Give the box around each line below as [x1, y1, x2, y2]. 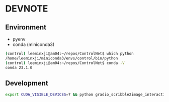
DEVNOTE [5, 3, 48, 14]
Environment [5, 23, 47, 31]
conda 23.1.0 [5, 65, 33, 70]
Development [5, 78, 49, 87]
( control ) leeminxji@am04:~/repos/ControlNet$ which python [5, 51, 134, 56]
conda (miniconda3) [12, 41, 55, 47]
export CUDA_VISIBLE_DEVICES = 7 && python [5, 92, 94, 97]
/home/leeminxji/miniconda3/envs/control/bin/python [5, 55, 118, 60]
